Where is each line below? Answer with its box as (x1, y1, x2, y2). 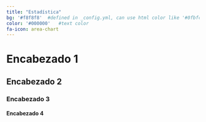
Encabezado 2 (6, 76, 63, 87)
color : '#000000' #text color (6, 20, 89, 26)
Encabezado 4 (6, 110, 44, 117)
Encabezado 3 (6, 95, 50, 103)
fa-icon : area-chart (6, 26, 59, 32)
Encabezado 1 (6, 52, 78, 66)
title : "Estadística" (6, 9, 62, 15)
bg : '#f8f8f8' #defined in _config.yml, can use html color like (6, 15, 180, 21)
